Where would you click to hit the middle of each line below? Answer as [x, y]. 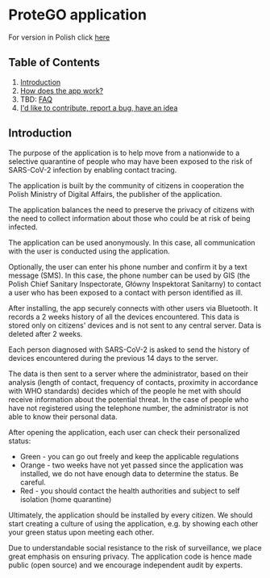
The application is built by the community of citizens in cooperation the [126, 185]
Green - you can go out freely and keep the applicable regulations [129, 456]
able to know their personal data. [63, 417]
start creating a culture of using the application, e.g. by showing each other [133, 523]
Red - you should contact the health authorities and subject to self [130, 491]
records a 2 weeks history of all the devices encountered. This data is [124, 316]
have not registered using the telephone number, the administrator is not [129, 408]
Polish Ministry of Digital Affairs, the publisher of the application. [115, 194]
